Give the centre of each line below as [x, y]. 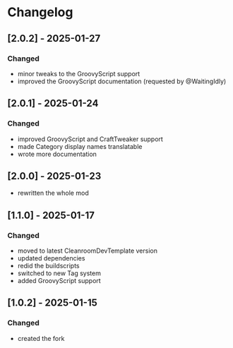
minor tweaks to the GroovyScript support [79, 73]
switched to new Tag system [59, 273]
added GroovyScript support [59, 281]
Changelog [40, 12]
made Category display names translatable [80, 146]
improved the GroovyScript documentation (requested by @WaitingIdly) [122, 81]
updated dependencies [51, 258]
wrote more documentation [57, 154]
